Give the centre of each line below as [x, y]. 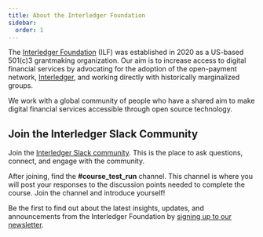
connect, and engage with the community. [77, 161]
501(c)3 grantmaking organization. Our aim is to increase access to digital [127, 60]
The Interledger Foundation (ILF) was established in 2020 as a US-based [126, 53]
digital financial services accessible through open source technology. [121, 109]
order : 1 [29, 30]
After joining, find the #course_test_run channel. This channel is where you [131, 177]
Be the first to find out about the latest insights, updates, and [106, 208]
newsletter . [26, 225]
